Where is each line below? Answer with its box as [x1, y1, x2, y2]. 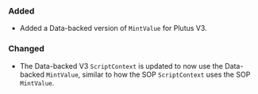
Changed [8, 43, 45, 55]
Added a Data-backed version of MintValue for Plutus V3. [19, 24, 208, 33]
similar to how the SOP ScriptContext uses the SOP [82, 70, 251, 79]
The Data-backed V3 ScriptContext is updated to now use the [19, 61, 224, 70]
